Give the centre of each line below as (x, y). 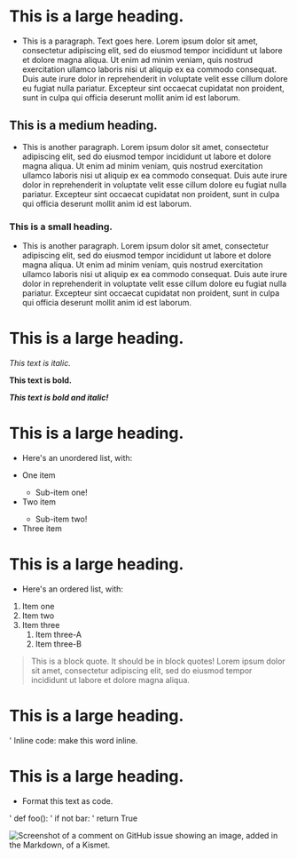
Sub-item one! (61, 492)
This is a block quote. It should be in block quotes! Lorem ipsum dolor (158, 661)
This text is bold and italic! (59, 397)
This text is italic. (40, 362)
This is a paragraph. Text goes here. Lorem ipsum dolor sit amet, (140, 41)
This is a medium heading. (83, 126)
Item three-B (59, 644)
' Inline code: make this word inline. (74, 740)
